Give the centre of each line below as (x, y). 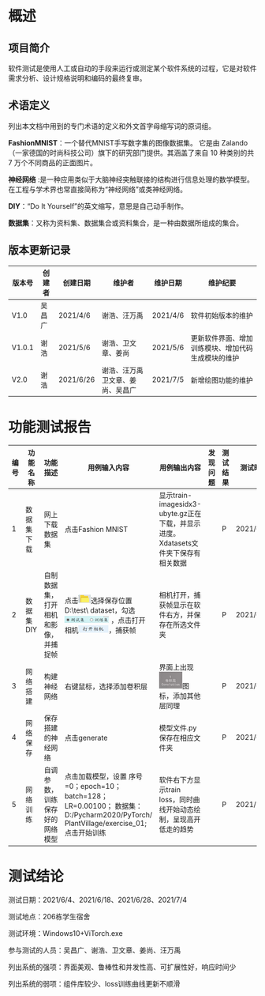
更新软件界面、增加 (222, 338)
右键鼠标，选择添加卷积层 (106, 686)
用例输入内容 (109, 467)
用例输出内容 (180, 467)
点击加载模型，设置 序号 (104, 776)
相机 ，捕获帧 (100, 630)
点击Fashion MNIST (96, 529)
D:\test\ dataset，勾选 (100, 610)
